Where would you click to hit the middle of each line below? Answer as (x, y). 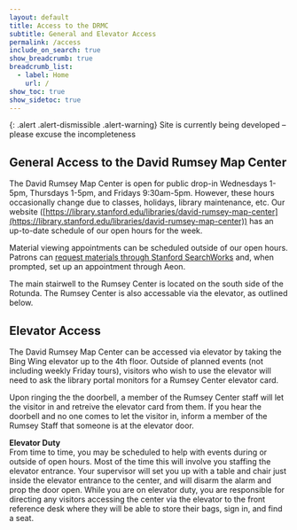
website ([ (27, 212)
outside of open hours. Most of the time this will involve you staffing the (140, 461)
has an (262, 222)
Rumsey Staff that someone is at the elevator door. (102, 425)
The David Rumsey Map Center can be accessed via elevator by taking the (145, 352)
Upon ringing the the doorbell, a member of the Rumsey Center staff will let (147, 397)
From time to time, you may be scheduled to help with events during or (138, 452)
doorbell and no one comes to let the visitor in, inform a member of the (138, 416)
